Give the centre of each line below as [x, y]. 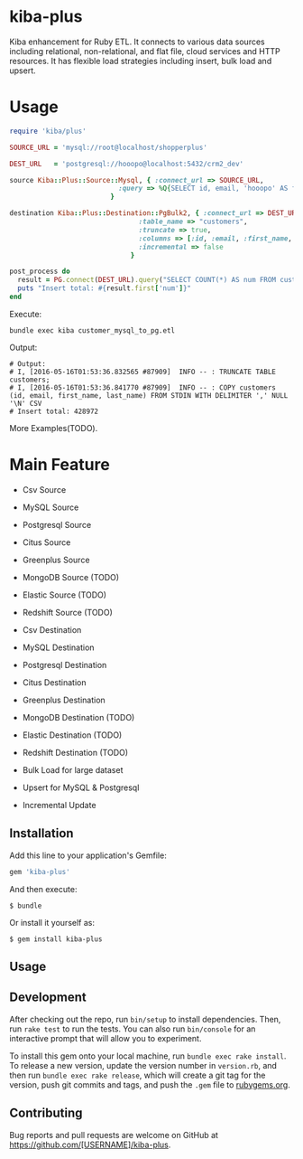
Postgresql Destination [64, 664]
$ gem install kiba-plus [56, 939]
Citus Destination [54, 682]
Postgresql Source [57, 524]
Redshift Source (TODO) [67, 612]
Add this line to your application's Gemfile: [88, 855]
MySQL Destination [58, 647]
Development [48, 998]
